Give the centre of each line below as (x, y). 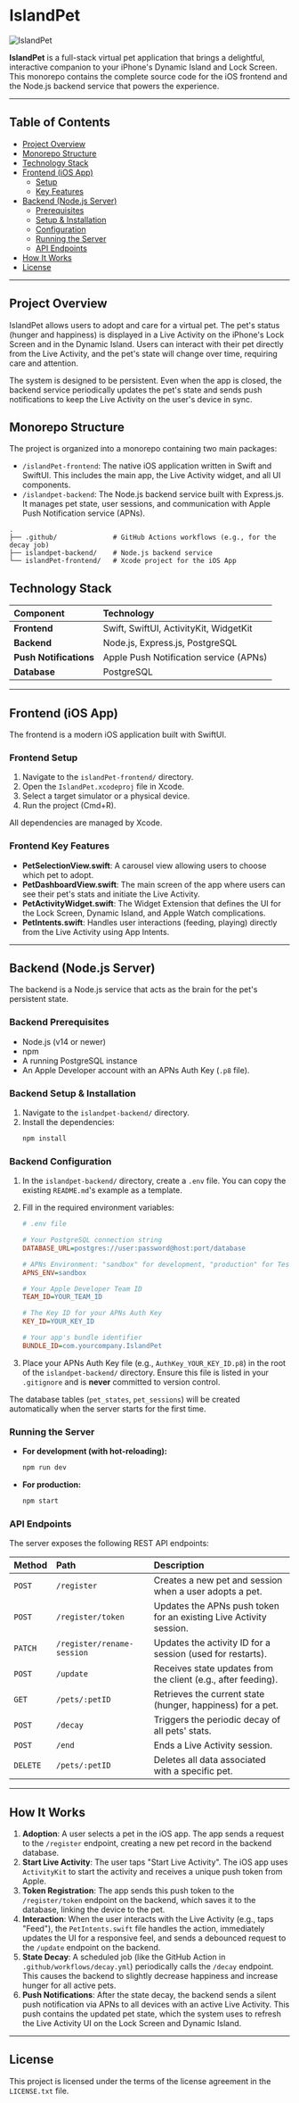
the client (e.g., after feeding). (216, 1680)
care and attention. (44, 363)
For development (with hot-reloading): (94, 1452)
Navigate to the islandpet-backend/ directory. (105, 1113)
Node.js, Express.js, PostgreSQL (170, 643)
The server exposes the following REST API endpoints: (109, 1544)
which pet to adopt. (58, 874)
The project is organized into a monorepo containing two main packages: (143, 449)
